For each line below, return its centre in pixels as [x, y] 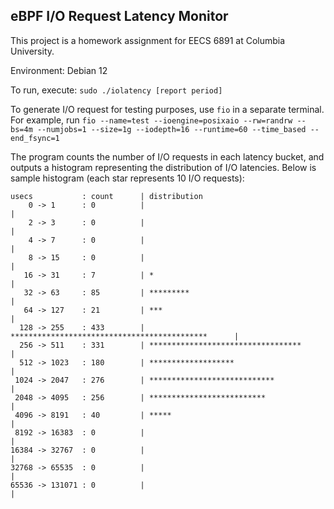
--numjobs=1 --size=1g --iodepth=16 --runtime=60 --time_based [171, 129]
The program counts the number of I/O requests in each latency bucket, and [167, 156]
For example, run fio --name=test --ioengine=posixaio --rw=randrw [151, 120]
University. [32, 51]
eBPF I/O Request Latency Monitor [119, 16]
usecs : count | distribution [106, 196]
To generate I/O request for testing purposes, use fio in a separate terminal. [167, 109]
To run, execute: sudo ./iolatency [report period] [116, 90]
